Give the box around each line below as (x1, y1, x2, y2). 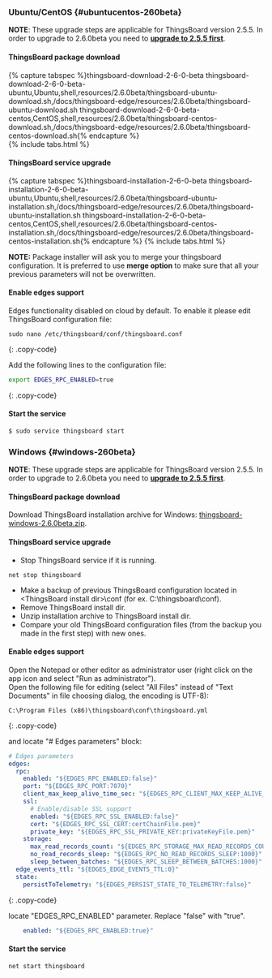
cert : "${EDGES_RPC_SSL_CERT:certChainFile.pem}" (29, 820, 201, 828)
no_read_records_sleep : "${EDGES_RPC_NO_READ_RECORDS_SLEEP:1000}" (29, 851, 263, 859)
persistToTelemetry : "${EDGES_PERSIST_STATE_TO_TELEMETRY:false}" (23, 880, 252, 889)
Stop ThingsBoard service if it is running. (19, 555, 157, 565)
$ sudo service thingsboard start (8, 427, 125, 435)
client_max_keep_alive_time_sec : (23, 790, 136, 798)
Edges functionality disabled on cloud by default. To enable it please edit (8, 305, 251, 315)
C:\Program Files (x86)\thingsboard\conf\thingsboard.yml (8, 706, 208, 714)
